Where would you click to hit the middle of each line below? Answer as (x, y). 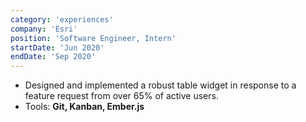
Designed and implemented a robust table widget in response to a (160, 85)
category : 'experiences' (62, 19)
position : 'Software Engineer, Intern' (93, 38)
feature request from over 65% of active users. (121, 96)
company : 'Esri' (44, 29)
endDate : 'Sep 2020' (53, 57)
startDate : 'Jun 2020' (57, 47)
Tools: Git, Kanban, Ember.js (84, 107)
